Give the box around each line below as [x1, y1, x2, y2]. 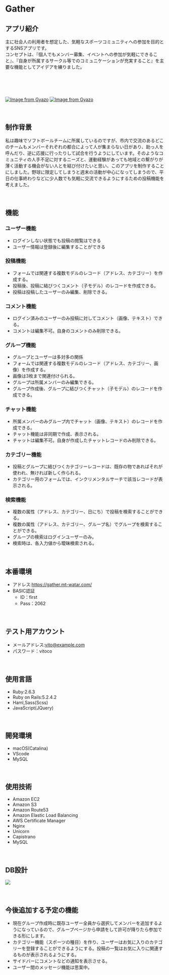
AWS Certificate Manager [12, 817, 66, 824]
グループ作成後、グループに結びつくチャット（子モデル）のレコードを [12, 386, 158, 392]
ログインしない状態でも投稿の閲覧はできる [12, 237, 101, 243]
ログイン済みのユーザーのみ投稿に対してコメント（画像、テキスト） [12, 315, 154, 321]
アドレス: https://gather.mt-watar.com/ [12, 582, 92, 588]
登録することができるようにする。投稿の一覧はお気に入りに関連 [26, 945, 159, 951]
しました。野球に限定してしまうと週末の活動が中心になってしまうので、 [9, 169, 160, 175]
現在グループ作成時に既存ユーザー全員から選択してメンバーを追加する [12, 920, 158, 926]
